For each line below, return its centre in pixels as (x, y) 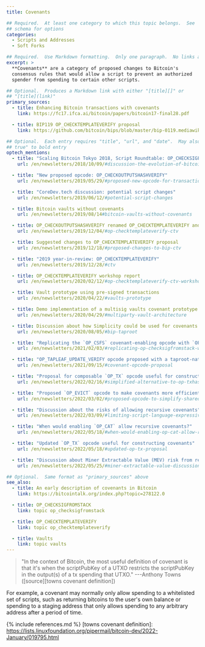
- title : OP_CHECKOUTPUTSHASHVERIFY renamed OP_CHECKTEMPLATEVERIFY (101, 225)
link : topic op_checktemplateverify (64, 528)
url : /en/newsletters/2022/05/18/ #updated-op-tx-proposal (92, 449)
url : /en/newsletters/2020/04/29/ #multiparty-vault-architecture (102, 315)
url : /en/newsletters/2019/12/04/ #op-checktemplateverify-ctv (98, 231)
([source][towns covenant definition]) (68, 581)
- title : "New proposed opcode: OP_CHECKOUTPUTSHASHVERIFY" (90, 175)
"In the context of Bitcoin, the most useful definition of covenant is (104, 562)
